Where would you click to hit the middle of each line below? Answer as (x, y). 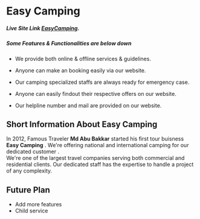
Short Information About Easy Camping (82, 124)
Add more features (38, 205)
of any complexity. (29, 171)
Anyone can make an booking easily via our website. (80, 70)
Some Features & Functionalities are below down (69, 43)
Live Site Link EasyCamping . (43, 28)
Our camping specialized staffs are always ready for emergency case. (102, 82)
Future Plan (28, 190)
